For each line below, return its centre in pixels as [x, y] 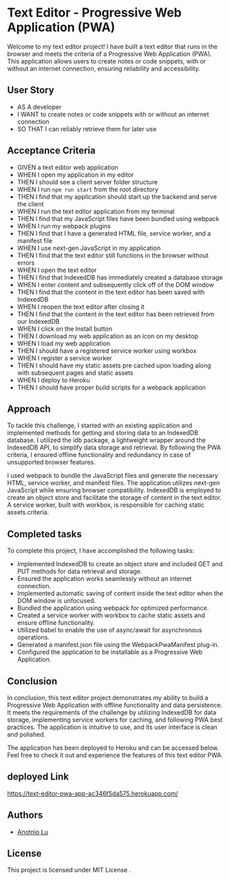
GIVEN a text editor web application [67, 167]
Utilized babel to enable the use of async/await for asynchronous [109, 630]
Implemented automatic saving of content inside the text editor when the [120, 593]
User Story [31, 90]
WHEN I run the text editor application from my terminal [96, 211]
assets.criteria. [28, 512]
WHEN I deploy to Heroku [53, 380]
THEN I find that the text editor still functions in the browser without [113, 255]
